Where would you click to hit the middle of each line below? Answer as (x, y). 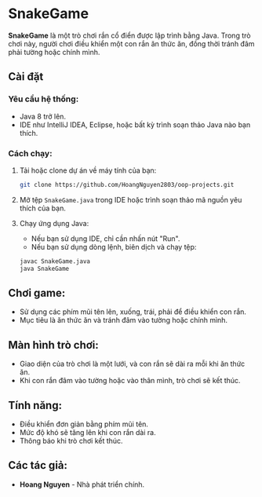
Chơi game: (37, 292)
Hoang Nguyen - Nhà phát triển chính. (82, 484)
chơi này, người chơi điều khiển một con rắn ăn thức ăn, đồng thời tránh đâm (131, 43)
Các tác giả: (38, 465)
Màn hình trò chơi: (54, 345)
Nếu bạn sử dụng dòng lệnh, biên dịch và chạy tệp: (114, 247)
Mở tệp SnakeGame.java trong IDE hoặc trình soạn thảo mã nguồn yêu (131, 199)
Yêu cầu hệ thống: (44, 99)
